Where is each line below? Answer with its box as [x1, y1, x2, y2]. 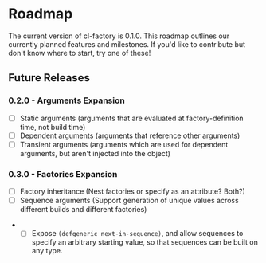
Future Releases [8, 71, 90, 84]
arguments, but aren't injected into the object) [19, 148, 171, 158]
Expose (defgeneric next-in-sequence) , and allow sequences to [31, 229, 244, 238]
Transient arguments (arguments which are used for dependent [19, 139, 229, 149]
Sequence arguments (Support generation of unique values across [19, 196, 239, 206]
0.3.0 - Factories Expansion [8, 168, 118, 179]
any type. [31, 246, 63, 256]
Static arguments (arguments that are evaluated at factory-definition [19, 113, 244, 123]
